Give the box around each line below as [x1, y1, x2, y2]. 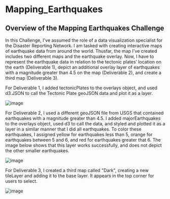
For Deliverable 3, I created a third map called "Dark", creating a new [5, 168, 149, 173]
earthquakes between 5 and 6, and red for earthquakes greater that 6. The [5, 137, 161, 143]
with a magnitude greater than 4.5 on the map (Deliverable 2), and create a [5, 70, 161, 76]
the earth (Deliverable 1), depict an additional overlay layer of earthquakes [5, 64, 160, 70]
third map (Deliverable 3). [5, 75, 59, 81]
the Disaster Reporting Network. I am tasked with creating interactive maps [5, 43, 162, 49]
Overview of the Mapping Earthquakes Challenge [5, 24, 164, 32]
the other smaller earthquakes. [5, 148, 70, 153]
